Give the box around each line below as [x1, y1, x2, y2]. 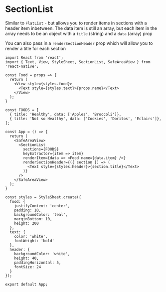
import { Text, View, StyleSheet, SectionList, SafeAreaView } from [5, 59, 151, 64]
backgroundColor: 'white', [14, 251, 70, 256]
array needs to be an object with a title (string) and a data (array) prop [5, 30, 153, 36]
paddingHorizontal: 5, [14, 260, 61, 265]
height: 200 [14, 221, 39, 226]
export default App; [5, 282, 48, 287]
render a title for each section [5, 45, 66, 51]
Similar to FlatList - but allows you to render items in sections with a [5, 20, 147, 26]
